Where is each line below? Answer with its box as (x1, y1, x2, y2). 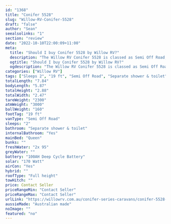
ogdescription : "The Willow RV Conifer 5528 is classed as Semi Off (10, 64, 158, 69)
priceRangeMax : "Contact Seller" (5, 192, 76, 197)
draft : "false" (5, 21, 38, 27)
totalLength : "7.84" (5, 78, 49, 83)
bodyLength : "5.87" (5, 83, 47, 88)
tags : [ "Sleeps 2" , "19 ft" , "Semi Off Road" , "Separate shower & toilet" (5, 74, 167, 79)
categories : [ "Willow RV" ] (5, 69, 63, 74)
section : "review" (5, 36, 44, 41)
